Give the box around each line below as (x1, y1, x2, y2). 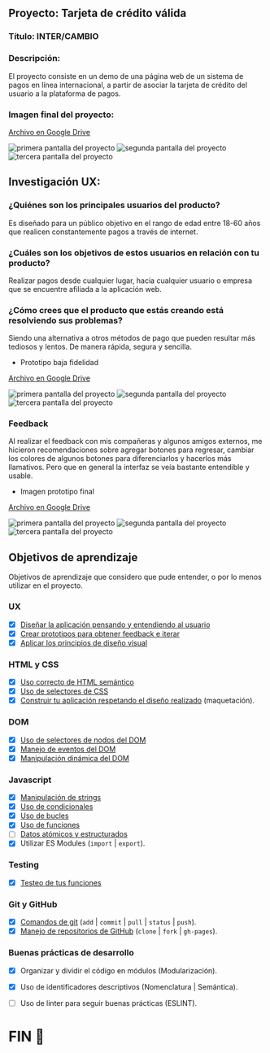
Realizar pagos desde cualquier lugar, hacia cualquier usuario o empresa (8, 276, 253, 285)
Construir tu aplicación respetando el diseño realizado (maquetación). (20, 695, 255, 706)
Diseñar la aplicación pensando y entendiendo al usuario (20, 620, 211, 629)
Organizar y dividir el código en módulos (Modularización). (20, 965, 218, 975)
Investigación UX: (8, 175, 101, 189)
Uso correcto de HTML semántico (20, 677, 134, 687)
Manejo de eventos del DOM (20, 744, 116, 754)
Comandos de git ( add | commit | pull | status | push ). (20, 917, 197, 927)
